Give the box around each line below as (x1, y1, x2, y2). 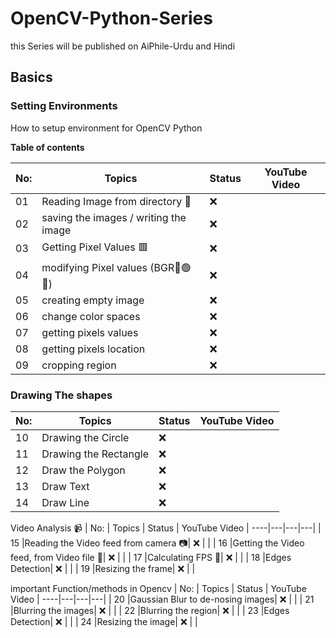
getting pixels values (41, 325, 139, 339)
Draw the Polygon (41, 463, 126, 477)
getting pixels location (41, 342, 146, 356)
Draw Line (41, 495, 90, 509)
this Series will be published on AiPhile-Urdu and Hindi (10, 40, 236, 52)
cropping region (41, 358, 117, 372)
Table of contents (10, 141, 85, 153)
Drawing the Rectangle (41, 447, 150, 461)
